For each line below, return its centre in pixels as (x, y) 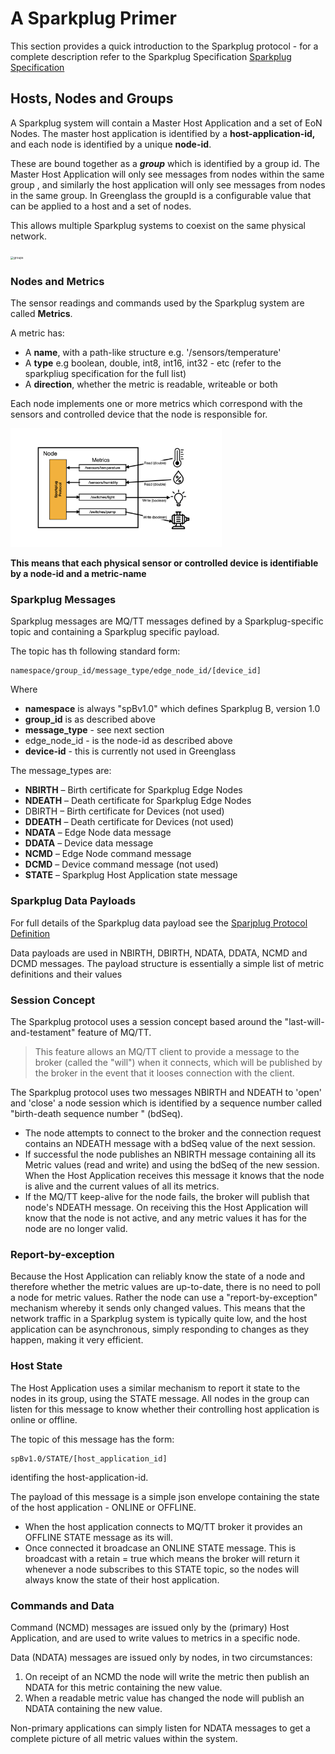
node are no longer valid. (76, 1229)
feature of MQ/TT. (114, 1033)
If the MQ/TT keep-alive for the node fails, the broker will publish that (167, 1197)
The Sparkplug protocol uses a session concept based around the (146, 1022)
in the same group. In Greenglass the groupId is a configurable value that (161, 195)
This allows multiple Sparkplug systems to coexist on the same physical (158, 225)
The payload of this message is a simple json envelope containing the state (165, 1496)
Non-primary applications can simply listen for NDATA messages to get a (160, 1728)
